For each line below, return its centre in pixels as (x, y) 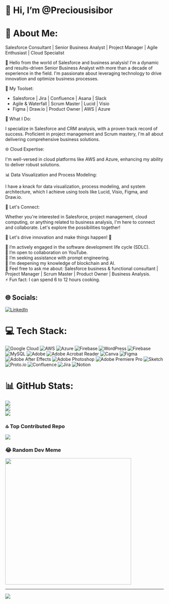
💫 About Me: (32, 34)
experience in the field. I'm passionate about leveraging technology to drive (83, 73)
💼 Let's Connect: (23, 207)
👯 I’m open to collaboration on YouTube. (47, 253)
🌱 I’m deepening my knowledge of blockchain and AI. (60, 263)
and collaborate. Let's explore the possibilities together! (63, 227)
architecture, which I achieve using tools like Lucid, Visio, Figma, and (76, 192)
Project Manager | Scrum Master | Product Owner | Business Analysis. (78, 274)
